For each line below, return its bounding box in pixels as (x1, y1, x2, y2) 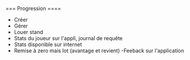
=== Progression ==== (5, 5, 61, 12)
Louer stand (13, 29, 43, 36)
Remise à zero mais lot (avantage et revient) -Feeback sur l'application (13, 47, 185, 54)
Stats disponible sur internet (13, 41, 82, 48)
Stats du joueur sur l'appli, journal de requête (13, 35, 123, 41)
